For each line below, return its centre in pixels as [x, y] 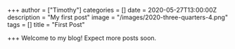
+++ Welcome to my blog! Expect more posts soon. [82, 38]
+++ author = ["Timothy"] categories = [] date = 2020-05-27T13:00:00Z [112, 10]
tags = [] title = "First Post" [46, 24]
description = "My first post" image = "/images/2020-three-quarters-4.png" [118, 17]
